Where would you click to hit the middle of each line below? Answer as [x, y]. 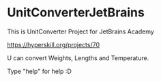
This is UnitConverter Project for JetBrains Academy [81, 31]
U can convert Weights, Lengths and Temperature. [78, 58]
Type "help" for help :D [39, 71]
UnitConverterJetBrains [76, 13]
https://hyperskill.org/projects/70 [54, 44]
